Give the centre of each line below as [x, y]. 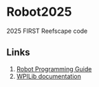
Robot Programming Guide [54, 69]
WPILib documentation [49, 76]
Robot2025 [39, 12]
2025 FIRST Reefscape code [47, 31]
